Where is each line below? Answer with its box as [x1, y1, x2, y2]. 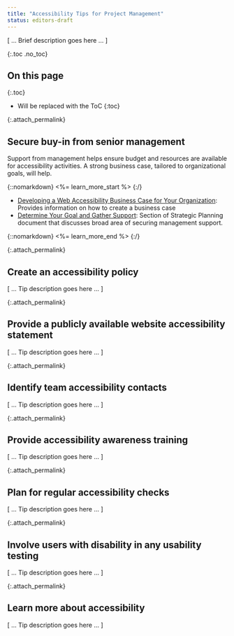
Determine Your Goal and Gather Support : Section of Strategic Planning [17, 211, 224, 220]
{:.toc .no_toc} [7, 50, 48, 58]
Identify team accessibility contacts [7, 382, 168, 394]
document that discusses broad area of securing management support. [17, 218, 224, 227]
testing [7, 550, 39, 562]
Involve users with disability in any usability [7, 539, 202, 551]
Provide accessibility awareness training [7, 434, 189, 446]
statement [7, 330, 54, 341]
